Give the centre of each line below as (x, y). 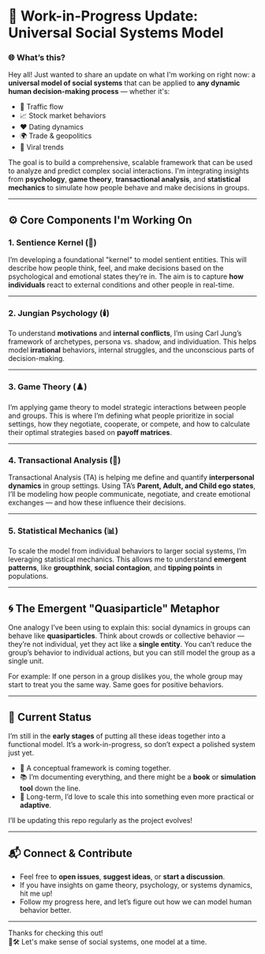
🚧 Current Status (50, 717)
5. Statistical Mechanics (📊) (63, 531)
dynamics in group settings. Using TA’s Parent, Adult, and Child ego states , (132, 486)
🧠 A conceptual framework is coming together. (95, 768)
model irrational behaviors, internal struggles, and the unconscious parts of (131, 350)
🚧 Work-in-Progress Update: (103, 16)
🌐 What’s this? (37, 58)
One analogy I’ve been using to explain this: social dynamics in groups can (129, 628)
